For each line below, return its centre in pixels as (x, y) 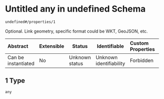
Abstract (18, 46)
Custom (139, 43)
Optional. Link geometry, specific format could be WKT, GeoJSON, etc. (76, 31)
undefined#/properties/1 (30, 22)
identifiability (110, 63)
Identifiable (111, 46)
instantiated (21, 63)
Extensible (51, 46)
